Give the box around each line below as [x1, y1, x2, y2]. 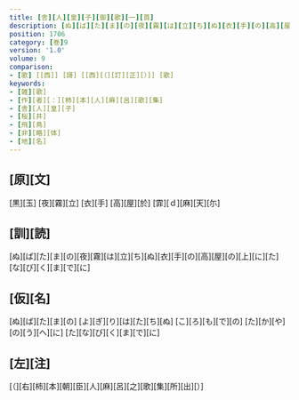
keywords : [9, 79, 46, 88]
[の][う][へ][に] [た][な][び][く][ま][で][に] [9, 327, 160, 338]
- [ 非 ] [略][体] [9, 129, 62, 138]
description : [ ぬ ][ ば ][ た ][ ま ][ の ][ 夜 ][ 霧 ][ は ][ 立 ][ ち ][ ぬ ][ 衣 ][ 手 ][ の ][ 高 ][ [9, 21, 285, 30]
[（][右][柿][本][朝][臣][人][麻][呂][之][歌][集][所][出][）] [9, 381, 205, 391]
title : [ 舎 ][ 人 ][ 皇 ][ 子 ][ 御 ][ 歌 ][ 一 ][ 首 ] [9, 12, 155, 22]
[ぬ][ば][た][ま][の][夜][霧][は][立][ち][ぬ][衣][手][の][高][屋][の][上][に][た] [9, 251, 279, 262]
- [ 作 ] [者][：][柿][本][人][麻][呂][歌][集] [9, 95, 164, 105]
